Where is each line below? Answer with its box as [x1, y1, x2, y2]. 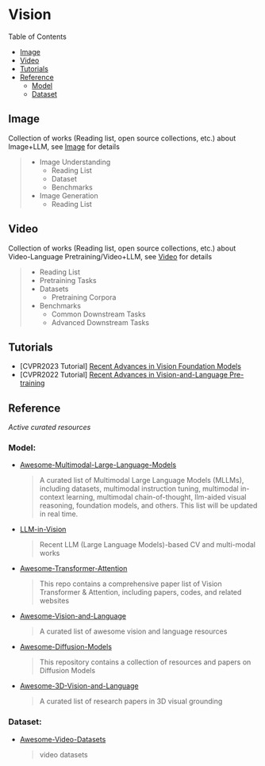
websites [39, 596, 70, 606]
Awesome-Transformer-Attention [19, 564, 128, 573]
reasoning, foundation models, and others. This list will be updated [39, 501, 258, 511]
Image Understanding [39, 157, 111, 167]
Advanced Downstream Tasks [51, 317, 149, 327]
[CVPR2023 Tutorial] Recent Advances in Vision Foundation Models [19, 362, 242, 371]
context [39, 492, 65, 502]
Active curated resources [8, 423, 91, 432]
